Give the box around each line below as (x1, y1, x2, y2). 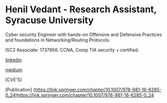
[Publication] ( (5, 86, 35, 93)
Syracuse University (5, 14, 94, 26)
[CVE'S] (5, 76, 22, 83)
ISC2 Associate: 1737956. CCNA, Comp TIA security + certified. (5, 47, 139, 53)
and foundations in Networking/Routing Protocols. (5, 37, 111, 43)
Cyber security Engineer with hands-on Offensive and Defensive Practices (5, 31, 162, 37)
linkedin (5, 56, 22, 63)
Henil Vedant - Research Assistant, (5, 4, 157, 15)
